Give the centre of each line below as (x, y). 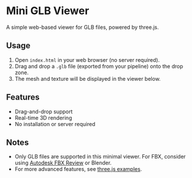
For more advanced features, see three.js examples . (78, 169)
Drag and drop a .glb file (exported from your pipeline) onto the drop (99, 66)
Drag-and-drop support (44, 111)
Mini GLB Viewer (48, 11)
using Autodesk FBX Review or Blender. (63, 163)
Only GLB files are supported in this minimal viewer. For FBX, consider (100, 157)
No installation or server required (55, 124)
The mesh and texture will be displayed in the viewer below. (88, 78)
